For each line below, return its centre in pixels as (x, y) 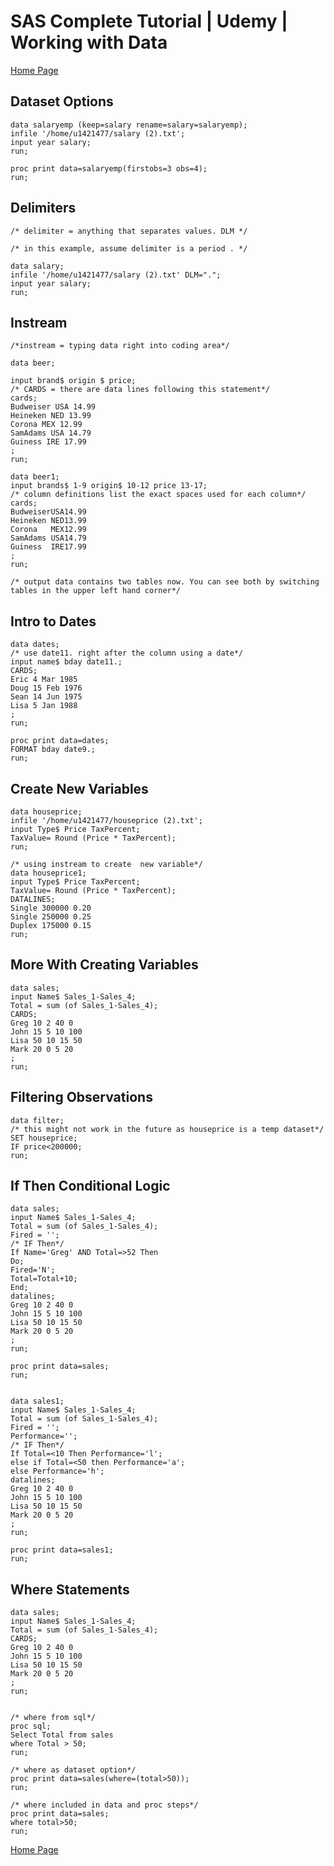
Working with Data (89, 42)
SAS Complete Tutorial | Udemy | (149, 21)
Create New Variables (79, 788)
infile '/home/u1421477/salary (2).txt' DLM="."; (116, 275)
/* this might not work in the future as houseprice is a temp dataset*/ (167, 1129)
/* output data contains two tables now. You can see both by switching (165, 582)
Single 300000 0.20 (51, 908)
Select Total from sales (62, 1735)
